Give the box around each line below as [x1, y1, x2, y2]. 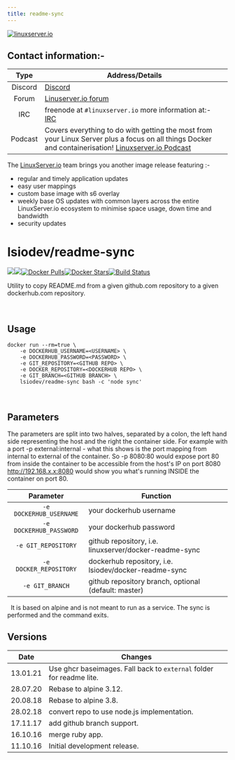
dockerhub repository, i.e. [88, 556, 173, 566]
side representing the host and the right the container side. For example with [7, 437, 228, 446]
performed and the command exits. [7, 611, 109, 619]
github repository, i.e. [88, 536, 159, 546]
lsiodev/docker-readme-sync [88, 566, 187, 575]
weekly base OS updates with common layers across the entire [17, 197, 199, 206]
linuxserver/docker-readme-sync [88, 545, 201, 554]
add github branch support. [48, 718, 138, 728]
